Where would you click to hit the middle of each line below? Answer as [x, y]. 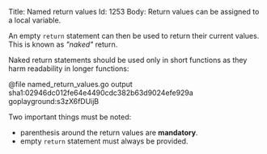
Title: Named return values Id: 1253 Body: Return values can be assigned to [134, 12]
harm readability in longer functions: [69, 69]
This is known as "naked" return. [63, 44]
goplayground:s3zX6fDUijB [54, 101]
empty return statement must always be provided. [104, 141]
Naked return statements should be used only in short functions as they [128, 60]
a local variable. [35, 20]
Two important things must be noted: [70, 117]
